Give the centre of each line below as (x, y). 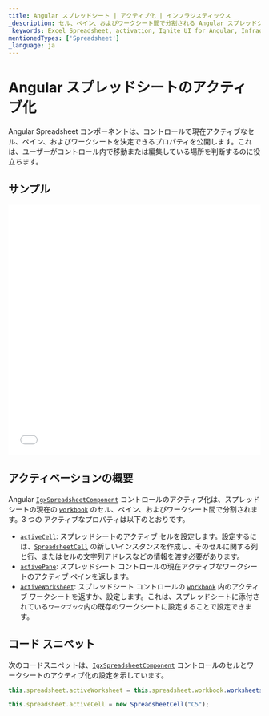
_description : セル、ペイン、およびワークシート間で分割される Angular (116, 23)
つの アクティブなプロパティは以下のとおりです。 (108, 519)
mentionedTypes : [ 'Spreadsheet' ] (64, 38)
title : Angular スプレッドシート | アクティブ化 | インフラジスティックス (120, 16)
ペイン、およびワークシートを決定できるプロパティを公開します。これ (137, 142)
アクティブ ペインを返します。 (84, 576)
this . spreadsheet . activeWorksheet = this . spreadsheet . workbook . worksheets (136, 690)
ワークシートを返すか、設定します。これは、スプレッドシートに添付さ (145, 596)
